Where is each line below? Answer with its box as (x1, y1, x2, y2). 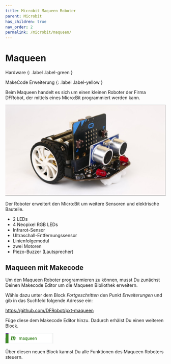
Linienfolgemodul (12, 238, 49, 244)
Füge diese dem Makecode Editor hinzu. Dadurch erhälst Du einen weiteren (5, 317, 164, 324)
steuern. (5, 354, 23, 360)
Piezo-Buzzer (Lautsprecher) (12, 248, 74, 255)
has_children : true (5, 19, 47, 24)
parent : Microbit (5, 13, 42, 19)
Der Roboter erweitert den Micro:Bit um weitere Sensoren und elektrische (5, 200, 159, 207)
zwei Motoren (12, 243, 42, 249)
